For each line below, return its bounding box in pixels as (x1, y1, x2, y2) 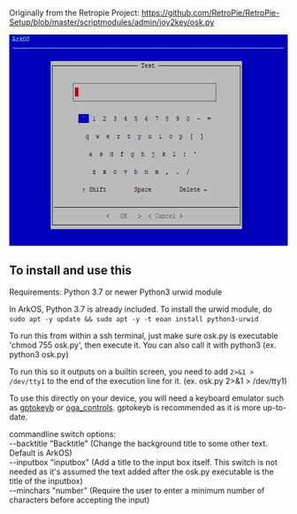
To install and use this (9, 263, 133, 278)
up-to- (263, 402, 287, 412)
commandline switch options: (9, 428, 117, 439)
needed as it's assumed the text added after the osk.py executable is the (9, 466, 274, 477)
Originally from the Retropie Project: (9, 8, 140, 18)
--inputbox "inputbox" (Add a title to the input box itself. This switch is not (9, 456, 278, 467)
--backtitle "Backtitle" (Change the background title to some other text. (9, 438, 268, 449)
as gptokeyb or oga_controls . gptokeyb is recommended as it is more (9, 402, 262, 412)
